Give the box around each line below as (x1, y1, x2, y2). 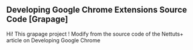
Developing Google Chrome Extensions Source (6, 5, 188, 15)
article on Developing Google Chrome (6, 36, 101, 44)
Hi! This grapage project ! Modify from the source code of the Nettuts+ (6, 30, 184, 37)
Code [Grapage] (6, 14, 69, 25)
